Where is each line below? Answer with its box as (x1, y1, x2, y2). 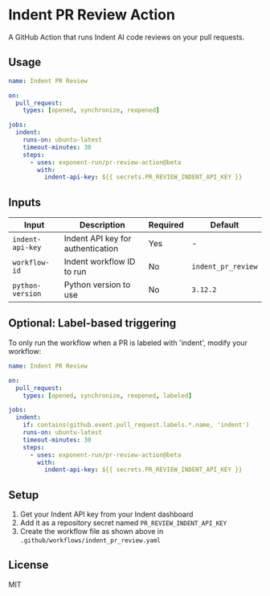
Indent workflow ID (63, 256, 136, 267)
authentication (63, 243, 119, 254)
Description (79, 220, 126, 231)
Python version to (63, 279, 131, 290)
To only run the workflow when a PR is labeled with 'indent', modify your (8, 338, 247, 347)
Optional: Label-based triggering (8, 316, 177, 331)
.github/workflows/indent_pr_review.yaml (19, 536, 161, 545)
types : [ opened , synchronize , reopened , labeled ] (22, 392, 193, 400)
